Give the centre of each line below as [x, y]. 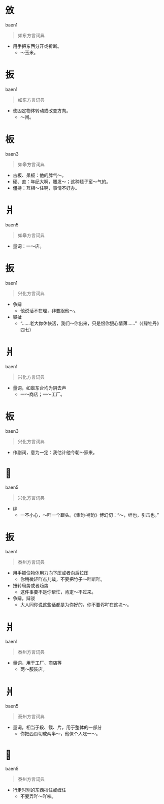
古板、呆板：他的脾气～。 [39, 175]
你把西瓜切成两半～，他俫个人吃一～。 [60, 734]
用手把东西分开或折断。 [37, 46]
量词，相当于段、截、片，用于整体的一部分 [57, 727]
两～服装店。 [34, 669]
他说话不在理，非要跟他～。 [49, 310]
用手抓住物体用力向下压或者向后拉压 [51, 573]
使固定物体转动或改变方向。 [42, 110]
